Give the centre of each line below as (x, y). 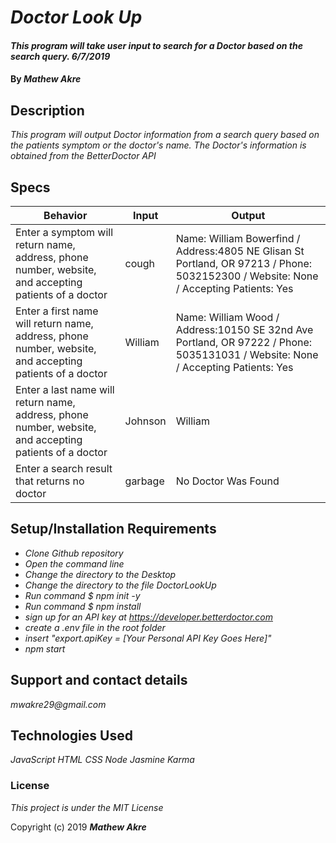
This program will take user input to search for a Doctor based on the (156, 45)
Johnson (145, 421)
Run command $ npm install (83, 606)
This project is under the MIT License (87, 807)
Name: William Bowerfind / (238, 238)
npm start (45, 648)
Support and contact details (99, 680)
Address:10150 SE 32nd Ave (244, 329)
